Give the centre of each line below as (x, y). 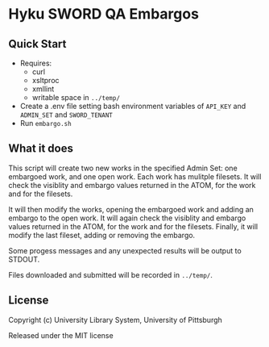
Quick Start (37, 44)
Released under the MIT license (61, 335)
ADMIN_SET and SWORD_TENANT (66, 115)
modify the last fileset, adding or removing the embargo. (102, 235)
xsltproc (46, 80)
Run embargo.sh (46, 123)
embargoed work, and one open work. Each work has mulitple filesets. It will (135, 176)
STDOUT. (24, 259)
